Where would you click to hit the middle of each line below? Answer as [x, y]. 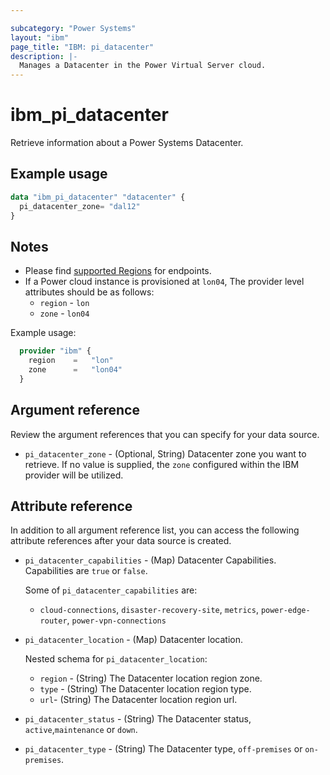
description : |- [44, 56]
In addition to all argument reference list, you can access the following [155, 530]
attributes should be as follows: [89, 292]
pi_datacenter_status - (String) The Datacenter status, [138, 719]
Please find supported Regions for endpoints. [118, 271]
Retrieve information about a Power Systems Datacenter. [127, 143]
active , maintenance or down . [81, 730]
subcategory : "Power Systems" [73, 28]
